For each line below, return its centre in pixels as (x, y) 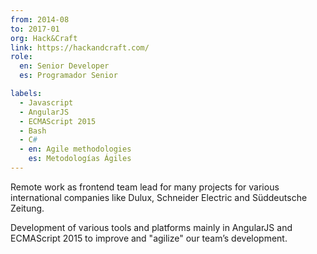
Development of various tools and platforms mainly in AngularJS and (151, 227)
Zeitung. (27, 208)
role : (21, 57)
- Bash (33, 131)
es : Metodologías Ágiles (80, 159)
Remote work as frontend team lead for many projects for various (145, 187)
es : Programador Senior (68, 76)
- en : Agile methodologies (75, 149)
